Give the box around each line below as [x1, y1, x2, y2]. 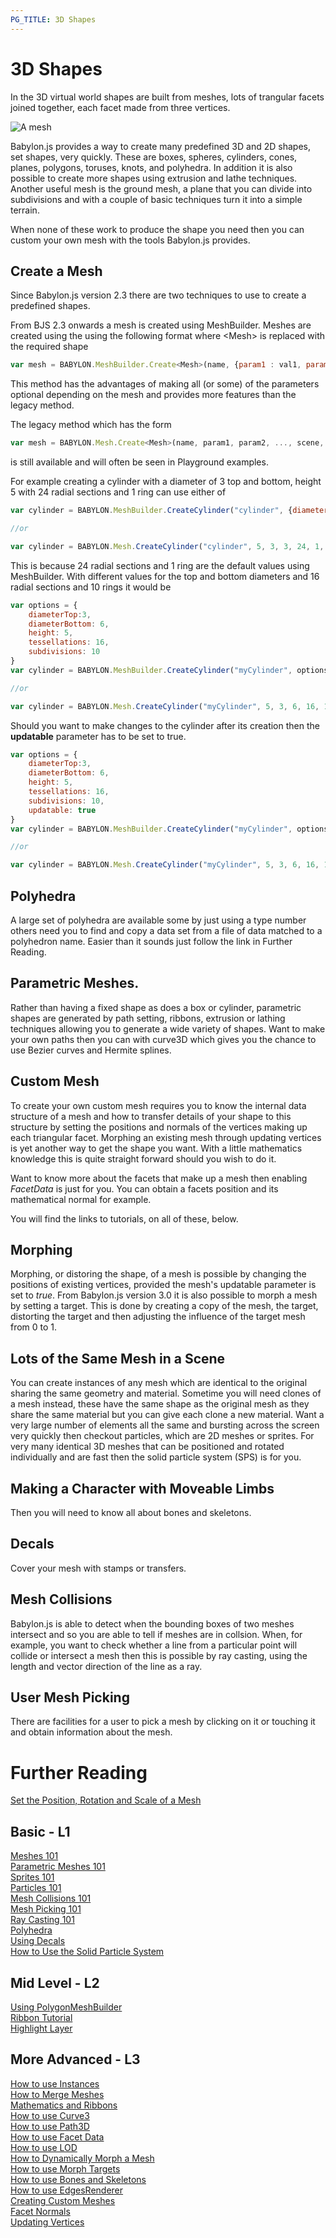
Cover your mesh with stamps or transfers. [10, 1562, 187, 1574]
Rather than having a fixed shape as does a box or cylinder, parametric [10, 1001, 302, 1013]
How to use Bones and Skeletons [10, 2173, 147, 2185]
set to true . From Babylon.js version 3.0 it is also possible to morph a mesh [10, 1289, 318, 1301]
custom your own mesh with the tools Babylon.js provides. [10, 234, 251, 246]
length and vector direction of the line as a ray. [10, 1660, 203, 1672]
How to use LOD [10, 2141, 78, 2153]
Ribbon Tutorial [10, 2012, 73, 2023]
